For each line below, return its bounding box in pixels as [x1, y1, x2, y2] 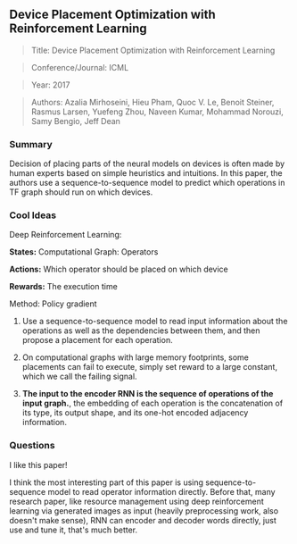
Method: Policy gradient [9, 298, 97, 309]
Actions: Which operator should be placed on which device [9, 264, 229, 275]
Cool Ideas [9, 209, 56, 222]
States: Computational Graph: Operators [9, 247, 159, 257]
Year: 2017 [30, 80, 70, 90]
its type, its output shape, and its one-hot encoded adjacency [21, 407, 249, 418]
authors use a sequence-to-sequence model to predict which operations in [9, 178, 285, 188]
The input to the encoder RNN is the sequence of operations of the [21, 389, 274, 399]
